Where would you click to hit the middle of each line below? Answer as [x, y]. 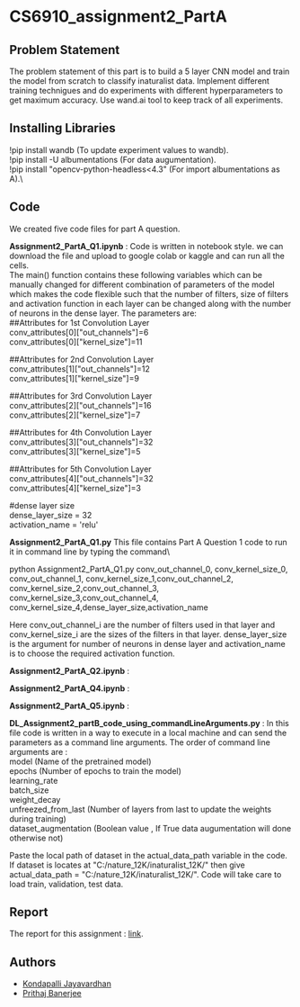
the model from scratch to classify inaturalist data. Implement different [139, 81]
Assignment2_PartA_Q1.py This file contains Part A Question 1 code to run [148, 542]
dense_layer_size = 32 [51, 515]
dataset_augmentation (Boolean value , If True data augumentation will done [150, 828]
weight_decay [35, 799]
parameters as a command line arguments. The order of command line [140, 742]
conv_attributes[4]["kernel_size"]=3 [75, 488]
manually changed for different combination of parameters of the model [142, 284]
